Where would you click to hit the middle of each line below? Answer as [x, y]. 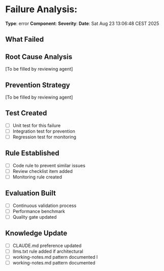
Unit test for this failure [37, 125]
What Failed [25, 39]
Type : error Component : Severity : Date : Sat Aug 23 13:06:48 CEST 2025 [82, 23]
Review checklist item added [42, 171]
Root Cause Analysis [39, 57]
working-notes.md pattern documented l [55, 257]
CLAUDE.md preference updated [47, 246]
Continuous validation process [44, 205]
